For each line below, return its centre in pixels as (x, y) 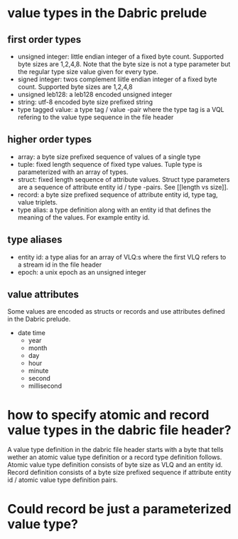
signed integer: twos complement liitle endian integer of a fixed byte (117, 79)
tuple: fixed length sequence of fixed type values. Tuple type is (110, 164)
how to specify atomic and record (108, 415)
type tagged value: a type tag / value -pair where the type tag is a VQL (121, 109)
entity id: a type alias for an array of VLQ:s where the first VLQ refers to (122, 257)
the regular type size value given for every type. (88, 72)
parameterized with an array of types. (73, 172)
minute (38, 371)
